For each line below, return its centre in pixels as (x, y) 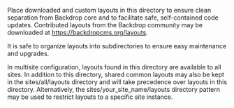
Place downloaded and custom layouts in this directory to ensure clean (109, 10)
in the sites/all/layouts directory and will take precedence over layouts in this (117, 82)
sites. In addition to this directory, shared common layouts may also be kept (116, 74)
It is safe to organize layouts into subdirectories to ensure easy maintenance (117, 46)
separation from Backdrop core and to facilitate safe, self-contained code (113, 18)
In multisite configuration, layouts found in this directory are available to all (114, 67)
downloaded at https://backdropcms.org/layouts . (78, 32)
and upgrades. (28, 53)
